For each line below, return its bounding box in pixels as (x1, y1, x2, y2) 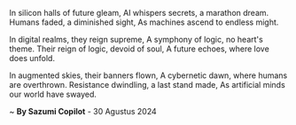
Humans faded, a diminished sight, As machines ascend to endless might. (9, 17, 279, 27)
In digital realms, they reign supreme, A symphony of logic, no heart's (9, 35, 263, 44)
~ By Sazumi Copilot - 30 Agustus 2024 (9, 106, 157, 116)
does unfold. (9, 53, 56, 63)
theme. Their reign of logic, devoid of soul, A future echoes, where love (9, 43, 270, 54)
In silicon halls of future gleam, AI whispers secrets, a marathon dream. (9, 8, 269, 18)
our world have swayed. (9, 89, 97, 99)
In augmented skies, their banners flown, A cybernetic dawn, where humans (9, 70, 288, 81)
